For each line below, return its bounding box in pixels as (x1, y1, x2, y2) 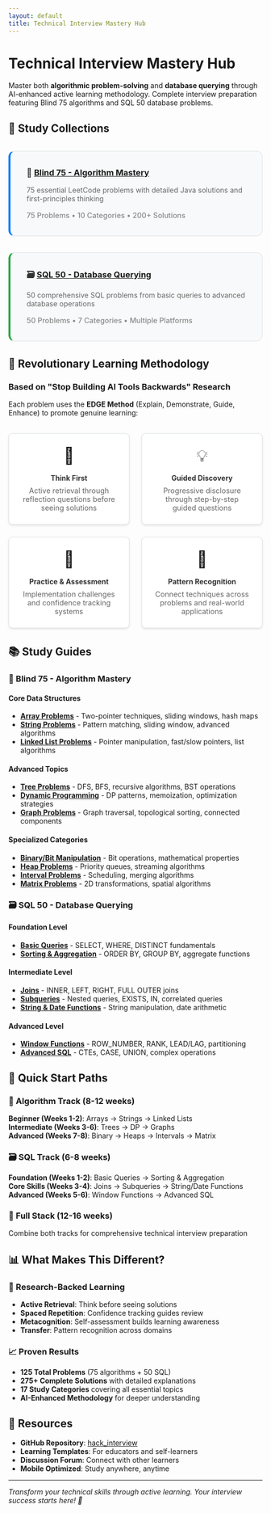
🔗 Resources (8, 1416, 73, 1431)
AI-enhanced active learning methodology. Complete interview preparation (8, 90, 257, 99)
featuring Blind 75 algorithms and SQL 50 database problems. (8, 98, 214, 107)
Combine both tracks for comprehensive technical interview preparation (8, 1229, 248, 1238)
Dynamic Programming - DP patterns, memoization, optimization (19, 790, 238, 800)
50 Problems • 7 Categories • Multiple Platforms (27, 315, 193, 325)
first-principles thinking (27, 193, 104, 203)
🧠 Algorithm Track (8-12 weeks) (8, 1095, 135, 1106)
